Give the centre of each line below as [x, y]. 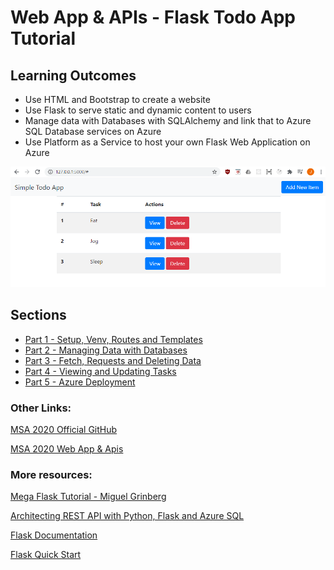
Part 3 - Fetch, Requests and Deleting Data [113, 360]
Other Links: [41, 408]
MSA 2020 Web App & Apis [67, 449]
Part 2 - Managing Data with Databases [106, 350]
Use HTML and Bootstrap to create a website [117, 99]
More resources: [51, 475]
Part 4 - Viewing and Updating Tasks [100, 371]
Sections [38, 315]
